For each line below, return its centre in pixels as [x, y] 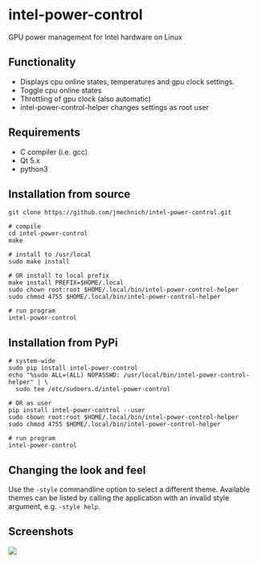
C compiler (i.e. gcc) [54, 152]
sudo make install [39, 262]
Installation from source [70, 194]
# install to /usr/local [50, 255]
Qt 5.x [30, 160]
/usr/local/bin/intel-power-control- [186, 375]
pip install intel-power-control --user [77, 410]
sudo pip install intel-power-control [73, 368]
